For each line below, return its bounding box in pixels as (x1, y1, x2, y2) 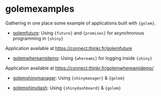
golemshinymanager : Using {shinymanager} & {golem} (12, 75, 125, 81)
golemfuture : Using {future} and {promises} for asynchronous (12, 30, 144, 36)
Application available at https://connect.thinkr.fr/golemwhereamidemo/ (5, 65, 154, 71)
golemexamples (5, 3, 75, 15)
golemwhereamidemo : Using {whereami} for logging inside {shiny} (12, 55, 153, 61)
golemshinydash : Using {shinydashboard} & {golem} (12, 85, 121, 91)
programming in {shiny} (12, 35, 64, 41)
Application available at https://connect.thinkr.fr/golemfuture (5, 45, 132, 51)
